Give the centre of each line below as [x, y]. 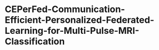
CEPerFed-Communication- [65, 9]
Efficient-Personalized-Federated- [79, 20]
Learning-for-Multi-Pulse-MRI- [72, 31]
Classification [35, 42]
